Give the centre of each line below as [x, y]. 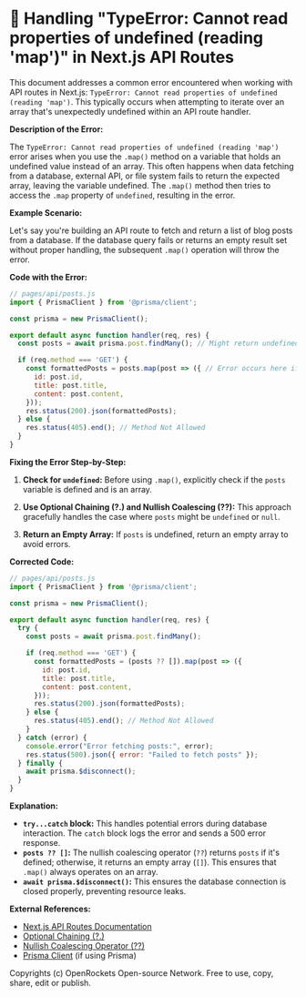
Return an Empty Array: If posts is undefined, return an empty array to [155, 534]
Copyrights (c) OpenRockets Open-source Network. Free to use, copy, [142, 973]
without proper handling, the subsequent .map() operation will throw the [144, 249]
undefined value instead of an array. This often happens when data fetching [152, 166]
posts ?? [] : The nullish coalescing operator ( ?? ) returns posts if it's [151, 853]
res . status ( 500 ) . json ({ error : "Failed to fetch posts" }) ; [142, 755]
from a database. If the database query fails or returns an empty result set [148, 239]
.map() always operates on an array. [90, 872]
